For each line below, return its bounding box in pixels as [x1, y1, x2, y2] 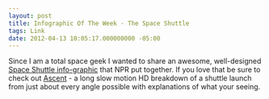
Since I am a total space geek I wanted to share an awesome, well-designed [8, 56, 262, 66]
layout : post [8, 11, 53, 20]
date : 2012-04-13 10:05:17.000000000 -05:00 [8, 34, 161, 43]
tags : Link [8, 27, 45, 35]
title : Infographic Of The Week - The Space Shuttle [8, 19, 190, 27]
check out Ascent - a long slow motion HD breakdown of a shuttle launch [8, 73, 252, 83]
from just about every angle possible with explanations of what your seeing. [8, 82, 261, 92]
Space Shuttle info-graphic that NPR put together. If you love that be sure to [8, 65, 261, 75]
